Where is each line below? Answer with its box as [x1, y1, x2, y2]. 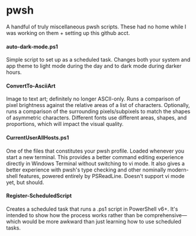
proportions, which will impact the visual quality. [6, 121, 124, 128]
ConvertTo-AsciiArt [6, 82, 56, 89]
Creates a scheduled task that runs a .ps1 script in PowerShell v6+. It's [6, 205, 178, 212]
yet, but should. [6, 179, 44, 186]
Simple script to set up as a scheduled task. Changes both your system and [6, 56, 191, 63]
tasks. [6, 224, 21, 231]
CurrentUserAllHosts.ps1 [6, 134, 69, 141]
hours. [6, 69, 22, 76]
